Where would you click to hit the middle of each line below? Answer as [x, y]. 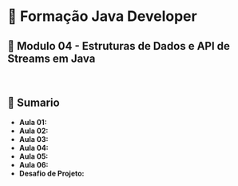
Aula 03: [34, 139]
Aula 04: [34, 148]
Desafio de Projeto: [52, 173]
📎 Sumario [34, 103]
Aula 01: [33, 122]
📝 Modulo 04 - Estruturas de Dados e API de [119, 46]
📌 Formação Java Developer [102, 16]
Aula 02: [34, 131]
